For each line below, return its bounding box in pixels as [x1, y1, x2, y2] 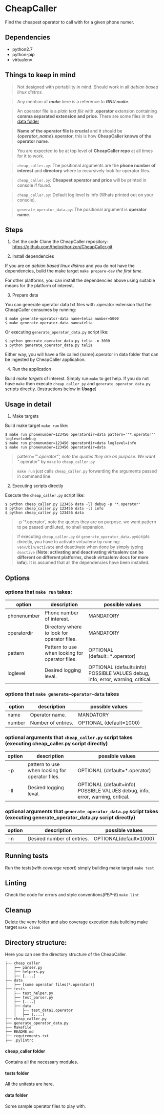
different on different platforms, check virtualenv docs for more [17, 555, 149, 560]
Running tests [5, 852, 49, 860]
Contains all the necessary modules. [5, 1059, 78, 1065]
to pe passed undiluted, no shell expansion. [17, 524, 105, 530]
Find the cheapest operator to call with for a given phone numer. [5, 19, 135, 25]
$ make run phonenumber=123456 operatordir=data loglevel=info [5, 441, 137, 446]
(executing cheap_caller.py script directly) [5, 740, 108, 747]
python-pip [12, 51, 35, 57]
